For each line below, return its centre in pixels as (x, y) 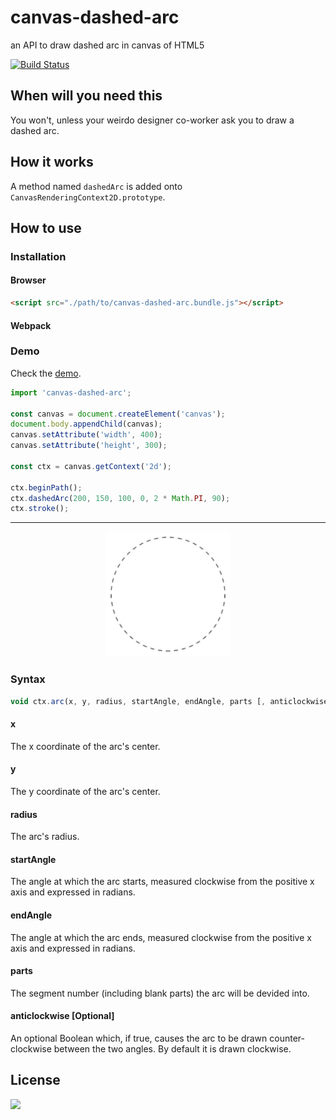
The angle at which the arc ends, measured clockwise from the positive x (161, 937)
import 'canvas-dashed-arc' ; (71, 392)
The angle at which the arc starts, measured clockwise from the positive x (162, 882)
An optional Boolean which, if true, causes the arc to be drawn (139, 1038)
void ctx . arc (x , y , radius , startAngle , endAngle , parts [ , (138, 701)
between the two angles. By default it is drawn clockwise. (172, 1048)
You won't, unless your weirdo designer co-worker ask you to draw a (152, 120)
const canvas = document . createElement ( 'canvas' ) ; (118, 414)
